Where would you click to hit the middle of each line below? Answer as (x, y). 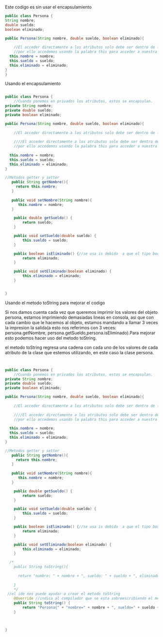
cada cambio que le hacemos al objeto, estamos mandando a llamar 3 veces (81, 322)
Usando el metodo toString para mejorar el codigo (55, 303)
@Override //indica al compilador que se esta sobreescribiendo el (83, 599)
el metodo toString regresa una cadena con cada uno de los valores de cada (81, 347)
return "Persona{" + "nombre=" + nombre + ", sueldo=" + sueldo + (91, 607)
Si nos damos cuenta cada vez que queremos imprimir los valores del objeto (81, 312)
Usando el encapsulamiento (33, 84)
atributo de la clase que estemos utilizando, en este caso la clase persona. (80, 352)
